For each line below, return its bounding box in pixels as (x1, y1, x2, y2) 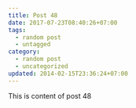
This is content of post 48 (8, 91, 92, 100)
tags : (8, 26, 26, 34)
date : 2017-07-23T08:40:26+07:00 (8, 19, 118, 27)
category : (8, 48, 41, 56)
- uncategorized (15, 63, 68, 70)
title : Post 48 (8, 11, 58, 20)
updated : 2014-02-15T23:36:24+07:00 (8, 70, 128, 77)
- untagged (15, 41, 51, 49)
